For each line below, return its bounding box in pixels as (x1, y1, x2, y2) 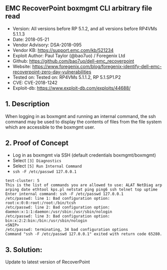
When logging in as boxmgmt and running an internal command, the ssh (5, 113, 156, 119)
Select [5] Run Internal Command (12, 163, 82, 169)
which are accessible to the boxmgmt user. (5, 124, 95, 130)
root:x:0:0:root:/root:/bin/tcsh (5, 200, 76, 205)
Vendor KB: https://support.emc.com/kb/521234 (12, 47, 114, 53)
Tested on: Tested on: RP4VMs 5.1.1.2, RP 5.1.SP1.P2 (12, 74, 121, 80)
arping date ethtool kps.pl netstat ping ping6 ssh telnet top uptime (5, 187, 158, 192)
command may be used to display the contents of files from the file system (5, 118, 162, 125)
